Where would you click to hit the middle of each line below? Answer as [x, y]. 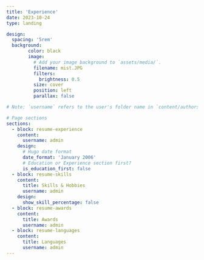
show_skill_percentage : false [60, 202]
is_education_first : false [56, 168]
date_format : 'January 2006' [59, 158]
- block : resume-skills [42, 174]
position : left [52, 91]
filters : [44, 73]
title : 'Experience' [32, 12]
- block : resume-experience [47, 129]
